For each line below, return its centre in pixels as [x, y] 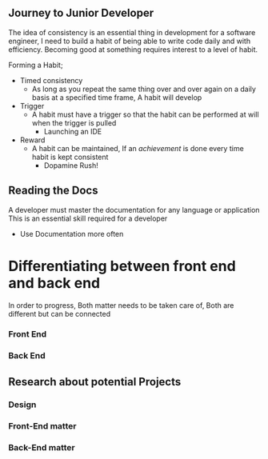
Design [22, 405]
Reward [32, 140]
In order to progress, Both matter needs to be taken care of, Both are [121, 305]
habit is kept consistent [70, 157]
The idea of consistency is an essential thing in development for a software [132, 32]
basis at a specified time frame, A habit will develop [117, 97]
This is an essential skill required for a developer [88, 218]
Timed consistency [51, 80]
